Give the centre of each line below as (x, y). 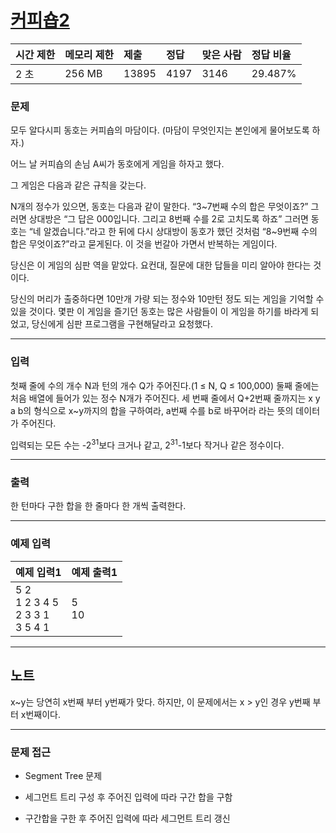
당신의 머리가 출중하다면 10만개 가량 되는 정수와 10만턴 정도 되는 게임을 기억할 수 (167, 299)
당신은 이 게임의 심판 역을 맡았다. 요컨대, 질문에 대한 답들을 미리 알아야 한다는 (161, 265)
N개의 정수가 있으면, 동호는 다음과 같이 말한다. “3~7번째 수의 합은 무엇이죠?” (159, 207)
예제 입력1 (38, 572)
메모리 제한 (89, 54)
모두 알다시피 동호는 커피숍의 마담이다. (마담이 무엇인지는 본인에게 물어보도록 (160, 130)
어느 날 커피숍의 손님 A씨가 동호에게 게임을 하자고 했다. (117, 164)
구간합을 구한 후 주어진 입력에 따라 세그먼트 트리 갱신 (127, 818)
